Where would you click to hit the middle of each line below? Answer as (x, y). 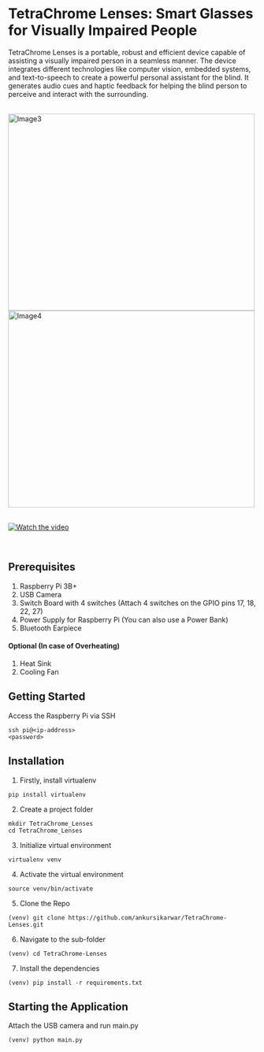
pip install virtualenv (47, 794)
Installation (36, 761)
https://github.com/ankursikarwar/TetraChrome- (147, 918)
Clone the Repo (45, 903)
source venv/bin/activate (50, 888)
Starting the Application (68, 1007)
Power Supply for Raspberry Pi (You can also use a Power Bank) (124, 619)
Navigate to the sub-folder (63, 939)
